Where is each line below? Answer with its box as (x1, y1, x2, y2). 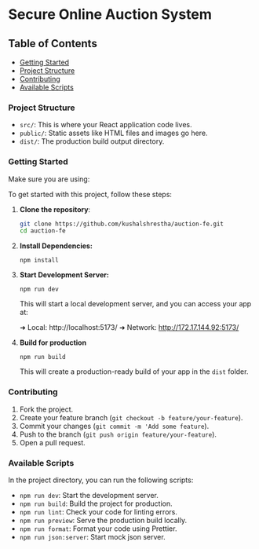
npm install (19, 257, 59, 265)
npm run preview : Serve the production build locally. (19, 515, 187, 525)
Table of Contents (8, 37, 98, 50)
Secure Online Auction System (8, 5, 212, 24)
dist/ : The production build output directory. (19, 137, 165, 146)
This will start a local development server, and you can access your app (19, 299, 252, 309)
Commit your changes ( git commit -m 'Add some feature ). (19, 421, 210, 430)
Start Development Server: (19, 270, 110, 280)
